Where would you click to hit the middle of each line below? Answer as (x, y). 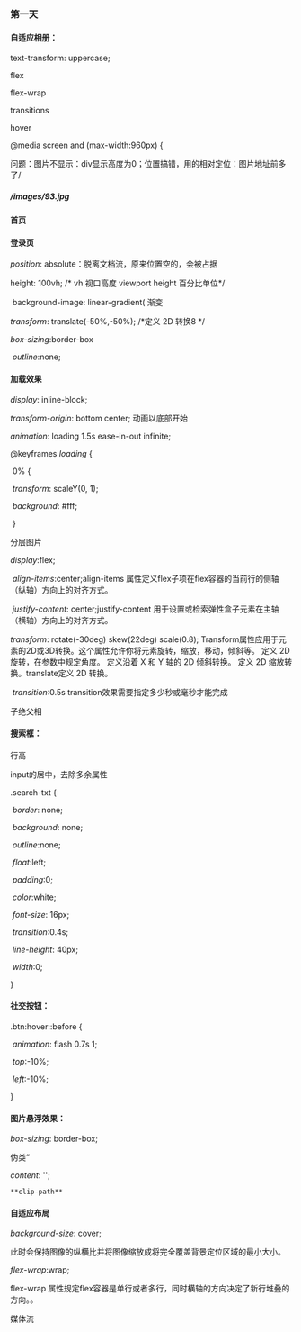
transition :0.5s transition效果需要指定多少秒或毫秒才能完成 (120, 692)
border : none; (38, 810)
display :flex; (33, 559)
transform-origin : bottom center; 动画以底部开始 (99, 418)
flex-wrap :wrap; (40, 1270)
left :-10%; (30, 1079)
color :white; (34, 897)
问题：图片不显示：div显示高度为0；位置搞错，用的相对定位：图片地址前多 (148, 164)
